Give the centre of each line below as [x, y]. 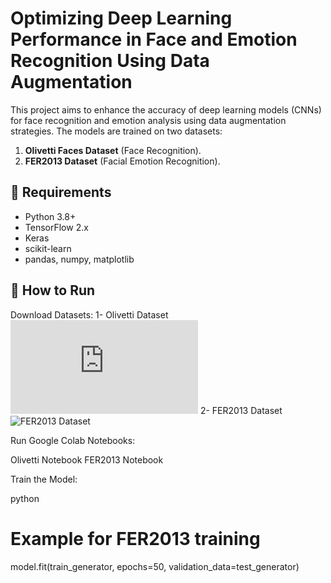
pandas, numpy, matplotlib [79, 259]
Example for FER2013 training [135, 538]
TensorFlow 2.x [56, 227]
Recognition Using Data [110, 61]
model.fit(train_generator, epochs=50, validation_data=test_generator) [155, 566]
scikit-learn [48, 248]
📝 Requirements [61, 192]
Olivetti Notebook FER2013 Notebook [87, 459]
